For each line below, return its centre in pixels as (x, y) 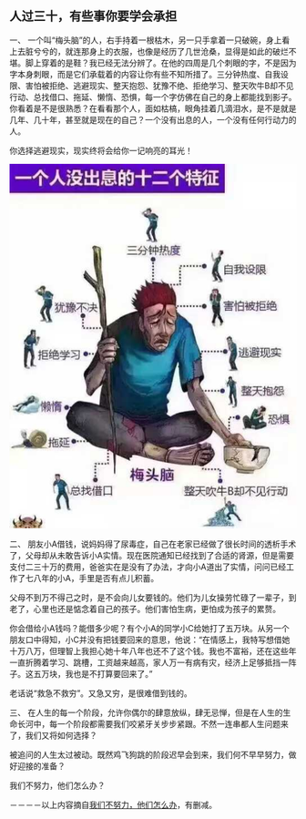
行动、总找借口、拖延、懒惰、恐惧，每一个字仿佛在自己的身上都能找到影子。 (153, 97)
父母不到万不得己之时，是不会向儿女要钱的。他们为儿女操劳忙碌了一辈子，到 (153, 597)
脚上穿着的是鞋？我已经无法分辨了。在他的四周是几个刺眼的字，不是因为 (161, 63)
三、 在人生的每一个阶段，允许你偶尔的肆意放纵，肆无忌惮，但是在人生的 (146, 712)
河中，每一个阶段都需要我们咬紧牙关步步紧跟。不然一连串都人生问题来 (157, 723)
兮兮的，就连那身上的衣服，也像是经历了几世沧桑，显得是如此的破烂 (161, 51)
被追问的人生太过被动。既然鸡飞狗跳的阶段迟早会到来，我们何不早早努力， (149, 754)
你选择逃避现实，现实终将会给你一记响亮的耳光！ (101, 150)
